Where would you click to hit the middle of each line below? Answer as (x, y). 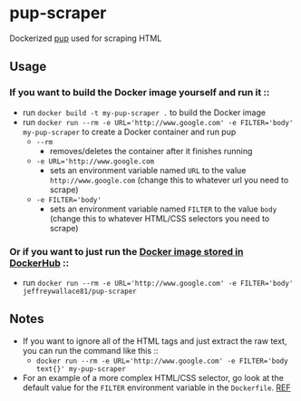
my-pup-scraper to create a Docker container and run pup (129, 132)
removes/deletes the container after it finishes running (151, 151)
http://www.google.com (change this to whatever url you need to (169, 180)
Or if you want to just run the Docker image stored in (126, 251)
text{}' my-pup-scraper (81, 369)
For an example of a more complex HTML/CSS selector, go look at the (153, 377)
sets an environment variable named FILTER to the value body (163, 209)
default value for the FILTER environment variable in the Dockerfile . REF (157, 387)
